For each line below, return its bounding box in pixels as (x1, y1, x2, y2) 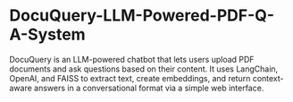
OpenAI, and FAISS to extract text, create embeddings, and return (9, 72, 251, 83)
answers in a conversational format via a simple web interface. (34, 82, 264, 93)
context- (252, 72, 284, 83)
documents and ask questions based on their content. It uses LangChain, (9, 64, 279, 74)
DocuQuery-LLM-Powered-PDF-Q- (9, 5, 275, 26)
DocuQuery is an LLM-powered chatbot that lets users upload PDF (9, 54, 255, 64)
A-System (9, 24, 87, 45)
